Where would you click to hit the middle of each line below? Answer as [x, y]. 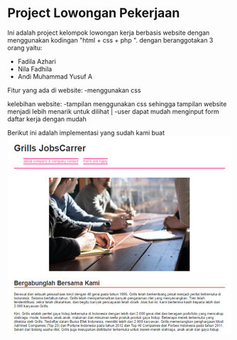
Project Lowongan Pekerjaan [94, 13]
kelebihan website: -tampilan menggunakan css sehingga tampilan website [117, 103]
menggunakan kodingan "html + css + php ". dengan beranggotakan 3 [110, 40]
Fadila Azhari [37, 61]
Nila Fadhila [35, 69]
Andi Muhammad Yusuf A [55, 76]
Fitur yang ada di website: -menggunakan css [74, 90]
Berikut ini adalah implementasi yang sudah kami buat [86, 132]
